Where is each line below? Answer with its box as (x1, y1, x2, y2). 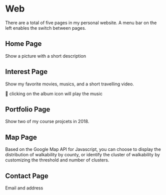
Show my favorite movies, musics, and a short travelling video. (5, 81, 134, 87)
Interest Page (5, 67, 48, 76)
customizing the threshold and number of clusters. (5, 157, 109, 163)
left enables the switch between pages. (5, 25, 86, 31)
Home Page (5, 40, 42, 48)
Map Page (5, 133, 37, 141)
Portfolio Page (5, 105, 50, 114)
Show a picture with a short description (5, 53, 86, 59)
